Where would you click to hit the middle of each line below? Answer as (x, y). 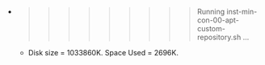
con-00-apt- (218, 20)
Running (211, 12)
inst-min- (242, 12)
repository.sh (219, 37)
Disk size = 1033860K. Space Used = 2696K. (103, 53)
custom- (211, 28)
